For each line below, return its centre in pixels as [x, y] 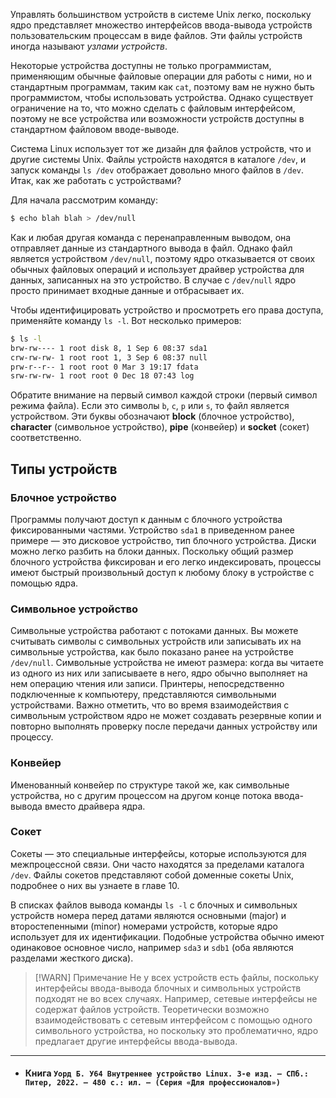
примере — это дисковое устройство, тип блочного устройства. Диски [163, 540]
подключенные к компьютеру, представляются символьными [143, 695]
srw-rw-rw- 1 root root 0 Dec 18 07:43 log [102, 376]
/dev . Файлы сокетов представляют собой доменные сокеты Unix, [152, 875]
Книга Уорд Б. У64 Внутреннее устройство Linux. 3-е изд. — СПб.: [166, 1073]
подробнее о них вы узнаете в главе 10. [95, 885]
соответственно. [46, 438]
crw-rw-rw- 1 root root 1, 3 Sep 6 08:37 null [109, 357]
